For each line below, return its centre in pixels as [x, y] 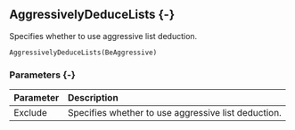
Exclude [30, 113]
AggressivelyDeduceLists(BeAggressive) [83, 53]
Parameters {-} [42, 75]
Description [93, 98]
